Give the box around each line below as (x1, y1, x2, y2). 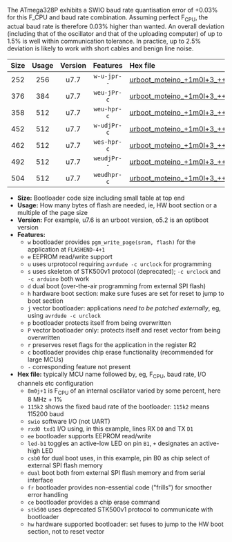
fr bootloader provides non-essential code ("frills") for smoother (27, 483, 213, 492)
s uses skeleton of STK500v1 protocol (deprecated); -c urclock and (27, 267, 221, 275)
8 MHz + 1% (27, 395, 63, 404)
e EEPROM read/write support (27, 252, 113, 261)
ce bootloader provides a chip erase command (27, 498, 160, 507)
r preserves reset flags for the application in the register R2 (27, 340, 197, 348)
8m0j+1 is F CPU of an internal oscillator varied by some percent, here (27, 386, 221, 396)
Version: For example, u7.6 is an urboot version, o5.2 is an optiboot (17, 216, 209, 224)
